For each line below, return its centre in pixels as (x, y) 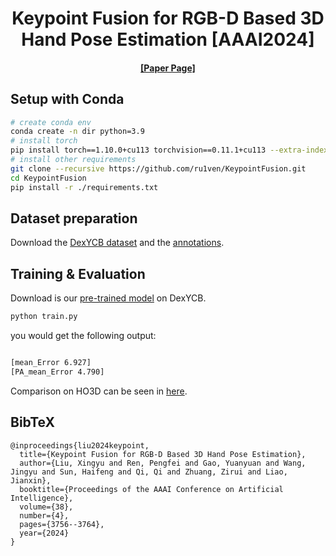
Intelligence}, (42, 498)
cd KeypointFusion (48, 178)
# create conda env (51, 122)
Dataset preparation (74, 218)
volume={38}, (46, 507)
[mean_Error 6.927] (51, 363)
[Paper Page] (168, 68)
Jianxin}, (31, 480)
